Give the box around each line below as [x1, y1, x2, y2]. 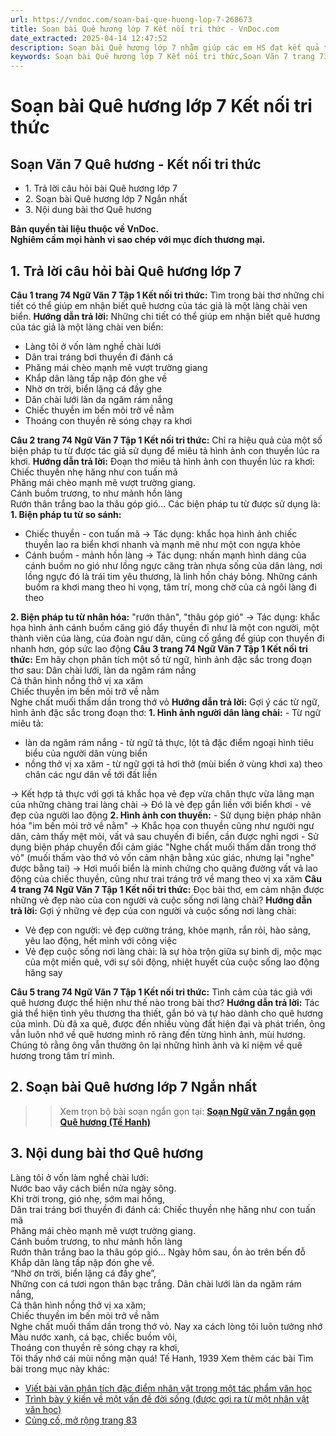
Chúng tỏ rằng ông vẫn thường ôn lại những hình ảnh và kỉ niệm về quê [10, 1039, 303, 1051]
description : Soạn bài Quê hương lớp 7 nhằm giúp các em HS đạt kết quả [10, 42, 320, 53]
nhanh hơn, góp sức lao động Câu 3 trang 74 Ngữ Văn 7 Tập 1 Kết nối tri [10, 642, 308, 655]
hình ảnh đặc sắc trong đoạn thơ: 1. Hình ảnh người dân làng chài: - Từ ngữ [10, 706, 322, 718]
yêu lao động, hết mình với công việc [24, 934, 178, 946]
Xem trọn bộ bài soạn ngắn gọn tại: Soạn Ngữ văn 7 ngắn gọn [59, 1105, 316, 1117]
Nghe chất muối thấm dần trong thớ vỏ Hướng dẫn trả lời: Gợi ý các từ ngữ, [10, 696, 320, 708]
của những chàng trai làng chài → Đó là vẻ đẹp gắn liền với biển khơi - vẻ [10, 798, 312, 810]
